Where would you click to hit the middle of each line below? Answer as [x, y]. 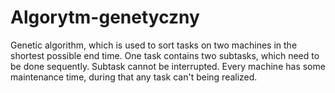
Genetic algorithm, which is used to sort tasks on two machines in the [154, 45]
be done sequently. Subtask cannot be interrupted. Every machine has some [168, 66]
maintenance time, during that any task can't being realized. [134, 77]
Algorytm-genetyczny [105, 17]
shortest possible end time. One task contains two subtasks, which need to [165, 55]
